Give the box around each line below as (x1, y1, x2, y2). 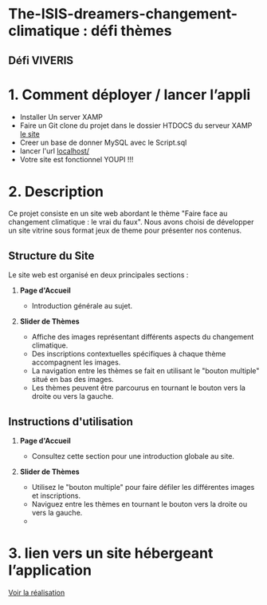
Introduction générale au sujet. (31, 301, 133, 311)
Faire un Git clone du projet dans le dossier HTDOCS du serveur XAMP (19, 121, 253, 130)
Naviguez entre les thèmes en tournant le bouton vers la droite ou (31, 500, 248, 509)
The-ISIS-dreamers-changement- (8, 5, 238, 23)
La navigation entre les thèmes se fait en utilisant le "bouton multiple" (31, 366, 260, 376)
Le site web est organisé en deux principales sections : (8, 270, 189, 280)
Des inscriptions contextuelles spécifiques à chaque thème (31, 349, 226, 359)
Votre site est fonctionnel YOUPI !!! (19, 154, 134, 164)
